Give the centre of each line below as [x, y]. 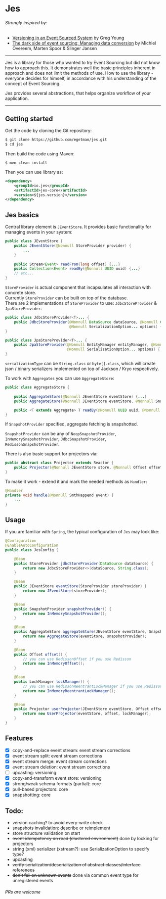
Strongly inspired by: [26, 22]
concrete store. [21, 293]
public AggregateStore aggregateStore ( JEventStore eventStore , [81, 632]
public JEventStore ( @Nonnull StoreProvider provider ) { [73, 246]
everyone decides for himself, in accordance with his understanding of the [81, 78]
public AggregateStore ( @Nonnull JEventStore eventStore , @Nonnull [84, 401]
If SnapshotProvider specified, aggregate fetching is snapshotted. [72, 424]
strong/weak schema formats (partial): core [57, 784]
